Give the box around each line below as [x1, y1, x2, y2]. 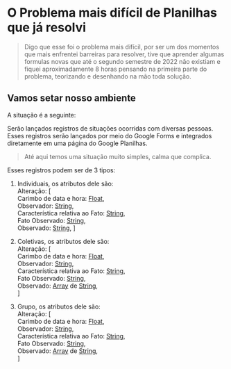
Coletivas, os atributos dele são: [17, 237, 110, 245]
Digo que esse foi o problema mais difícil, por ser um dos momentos [24, 42, 220, 51]
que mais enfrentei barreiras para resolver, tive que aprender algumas [24, 50, 225, 58]
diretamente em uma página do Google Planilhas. [7, 139, 148, 147]
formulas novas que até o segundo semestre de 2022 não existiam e [24, 57, 221, 65]
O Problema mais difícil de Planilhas [7, 5, 217, 21]
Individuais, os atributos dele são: [17, 179, 114, 188]
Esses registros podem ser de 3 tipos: [7, 165, 116, 174]
